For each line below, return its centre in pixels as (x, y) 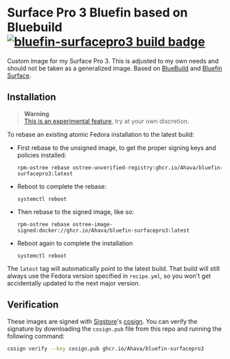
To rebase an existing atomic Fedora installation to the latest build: (101, 134)
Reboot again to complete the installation (75, 243)
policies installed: (42, 155)
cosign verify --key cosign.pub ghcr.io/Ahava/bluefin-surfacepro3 (106, 349)
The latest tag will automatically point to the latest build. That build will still (113, 268)
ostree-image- (93, 224)
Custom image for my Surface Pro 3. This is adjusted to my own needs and (113, 61)
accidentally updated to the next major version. (74, 283)
